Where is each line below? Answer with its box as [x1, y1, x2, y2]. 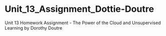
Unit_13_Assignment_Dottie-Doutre [5, 3, 154, 15]
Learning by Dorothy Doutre [5, 25, 63, 31]
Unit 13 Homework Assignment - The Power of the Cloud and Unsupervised [5, 20, 161, 26]
